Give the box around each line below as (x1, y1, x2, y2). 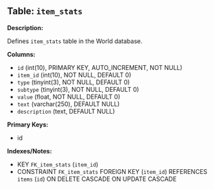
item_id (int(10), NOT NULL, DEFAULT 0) (16, 71, 132, 79)
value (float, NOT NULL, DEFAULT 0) (16, 92, 121, 101)
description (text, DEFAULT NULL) (16, 107, 115, 115)
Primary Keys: (7, 120, 49, 129)
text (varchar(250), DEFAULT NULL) (16, 99, 120, 108)
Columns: (7, 50, 36, 58)
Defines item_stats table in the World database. (7, 37, 143, 45)
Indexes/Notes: (7, 147, 53, 155)
